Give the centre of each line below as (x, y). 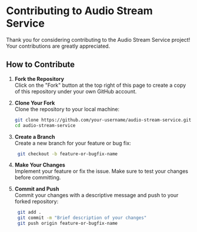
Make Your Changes (40, 165)
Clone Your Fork (35, 103)
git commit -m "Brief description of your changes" (82, 218)
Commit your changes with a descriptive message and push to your (96, 195)
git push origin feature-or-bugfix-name (68, 223)
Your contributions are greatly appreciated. (58, 46)
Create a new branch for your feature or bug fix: (73, 143)
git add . (29, 213)
